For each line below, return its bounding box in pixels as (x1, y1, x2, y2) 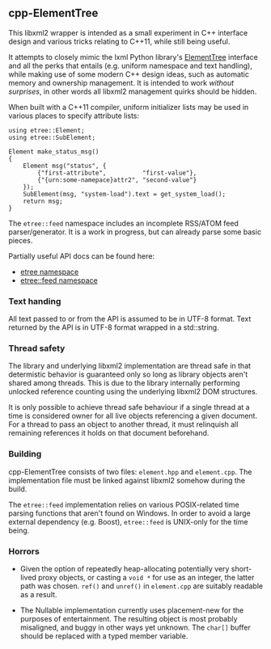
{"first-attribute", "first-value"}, (37, 169, 197, 177)
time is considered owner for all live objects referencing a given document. (8, 411, 257, 421)
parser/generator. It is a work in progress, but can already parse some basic (8, 226, 261, 237)
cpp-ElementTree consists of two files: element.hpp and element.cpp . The (8, 466, 252, 476)
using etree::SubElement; (8, 133, 95, 141)
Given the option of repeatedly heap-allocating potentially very (19, 564, 230, 573)
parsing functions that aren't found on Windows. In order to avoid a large (8, 508, 251, 518)
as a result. (19, 590, 57, 599)
